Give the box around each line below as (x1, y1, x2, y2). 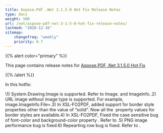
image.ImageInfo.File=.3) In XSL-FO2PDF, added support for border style (5, 101, 155, 107)
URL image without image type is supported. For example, (5, 96, 124, 102)
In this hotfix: (5, 81, 32, 87)
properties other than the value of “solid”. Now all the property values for (5, 106, 155, 112)
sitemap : (5, 30, 23, 35)
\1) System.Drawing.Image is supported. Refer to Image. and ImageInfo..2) (5, 91, 157, 97)
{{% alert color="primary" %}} (5, 53, 67, 59)
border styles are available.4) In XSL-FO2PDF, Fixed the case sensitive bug (5, 112, 159, 118)
